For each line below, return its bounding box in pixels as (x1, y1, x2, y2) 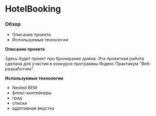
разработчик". (5, 66, 35, 72)
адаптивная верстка (12, 105, 54, 111)
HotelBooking (5, 3, 62, 15)
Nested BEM (12, 85, 37, 91)
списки (12, 100, 28, 106)
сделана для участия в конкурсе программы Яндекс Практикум (5, 61, 139, 66)
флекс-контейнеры (12, 90, 52, 96)
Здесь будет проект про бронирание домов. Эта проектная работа (5, 56, 144, 62)
